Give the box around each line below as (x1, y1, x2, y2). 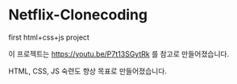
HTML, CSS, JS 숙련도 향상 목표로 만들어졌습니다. (8, 66, 168, 76)
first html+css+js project (8, 32, 90, 42)
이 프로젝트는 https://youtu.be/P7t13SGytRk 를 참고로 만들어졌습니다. (8, 48, 230, 58)
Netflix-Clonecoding (8, 6, 148, 24)
